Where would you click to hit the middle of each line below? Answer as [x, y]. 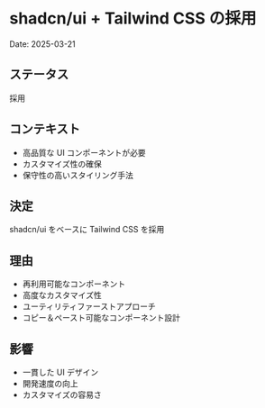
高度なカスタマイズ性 [62, 295]
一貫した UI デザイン [60, 372]
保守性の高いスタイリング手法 [78, 175]
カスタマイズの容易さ [62, 394]
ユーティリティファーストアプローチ [89, 306]
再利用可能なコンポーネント [74, 284]
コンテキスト [45, 129]
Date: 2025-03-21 [42, 44]
